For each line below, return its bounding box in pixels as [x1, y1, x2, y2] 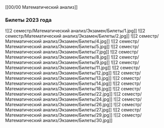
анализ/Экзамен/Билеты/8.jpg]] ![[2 [42, 54, 118, 60]
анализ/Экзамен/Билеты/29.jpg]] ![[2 [42, 112, 121, 118]
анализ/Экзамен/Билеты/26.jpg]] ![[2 [42, 102, 121, 108]
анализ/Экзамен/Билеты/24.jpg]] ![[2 [42, 96, 121, 102]
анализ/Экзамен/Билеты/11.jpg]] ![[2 [42, 64, 119, 71]
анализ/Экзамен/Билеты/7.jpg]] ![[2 [42, 49, 118, 55]
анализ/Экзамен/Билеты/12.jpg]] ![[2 [42, 70, 120, 76]
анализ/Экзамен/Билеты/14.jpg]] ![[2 [42, 80, 120, 86]
